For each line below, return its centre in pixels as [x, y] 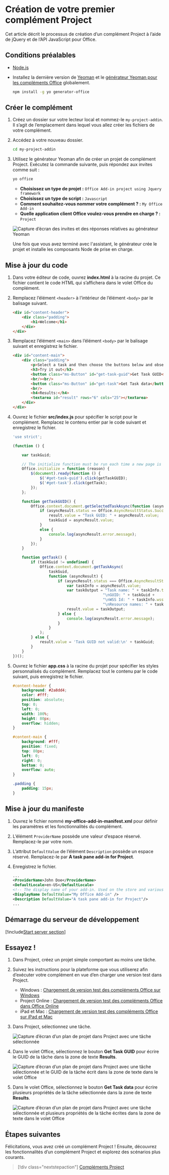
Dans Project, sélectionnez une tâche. [52, 1027]
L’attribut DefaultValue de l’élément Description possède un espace [83, 851]
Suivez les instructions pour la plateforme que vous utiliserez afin [80, 969]
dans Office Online [39, 1006]
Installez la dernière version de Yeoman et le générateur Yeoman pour [85, 77]
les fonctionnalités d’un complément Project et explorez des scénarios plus [83, 1152]
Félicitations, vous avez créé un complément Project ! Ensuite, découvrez [81, 1147]
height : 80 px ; [36, 719]
